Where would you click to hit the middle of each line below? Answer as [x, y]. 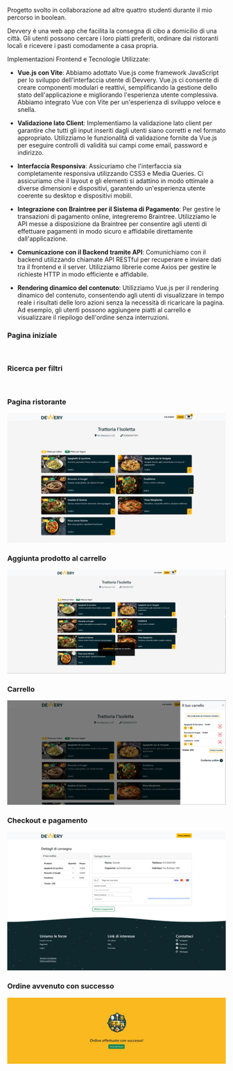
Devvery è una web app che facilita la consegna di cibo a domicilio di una [112, 31]
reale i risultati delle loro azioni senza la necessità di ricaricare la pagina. [121, 303]
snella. [27, 110]
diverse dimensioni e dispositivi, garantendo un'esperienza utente [111, 188]
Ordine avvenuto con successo [61, 986]
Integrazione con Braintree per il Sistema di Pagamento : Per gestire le [119, 209]
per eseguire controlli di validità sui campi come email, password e [112, 145]
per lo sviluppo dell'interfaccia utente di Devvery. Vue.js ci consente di [118, 80]
